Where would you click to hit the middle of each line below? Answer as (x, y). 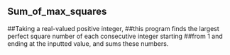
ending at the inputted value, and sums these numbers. (88, 43)
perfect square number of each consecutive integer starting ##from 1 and (115, 36)
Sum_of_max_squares (57, 12)
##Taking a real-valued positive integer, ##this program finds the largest (114, 28)
